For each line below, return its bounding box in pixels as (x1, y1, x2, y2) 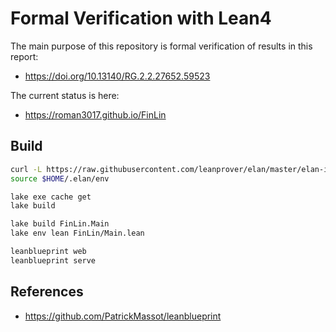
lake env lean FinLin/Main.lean (10, 228, 145, 239)
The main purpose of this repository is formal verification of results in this (10, 40, 313, 52)
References (10, 283, 84, 301)
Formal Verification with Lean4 (10, 7, 272, 30)
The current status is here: (10, 89, 120, 101)
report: (10, 50, 39, 62)
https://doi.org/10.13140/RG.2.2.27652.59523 (24, 70, 211, 82)
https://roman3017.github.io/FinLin (24, 108, 167, 121)
